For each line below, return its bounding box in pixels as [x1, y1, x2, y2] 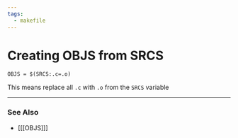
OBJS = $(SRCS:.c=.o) [7, 71, 72, 78]
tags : [7, 10, 23, 18]
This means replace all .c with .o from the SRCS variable [7, 83, 169, 92]
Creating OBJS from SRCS [7, 47, 164, 64]
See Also [7, 108, 39, 117]
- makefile [13, 17, 46, 24]
